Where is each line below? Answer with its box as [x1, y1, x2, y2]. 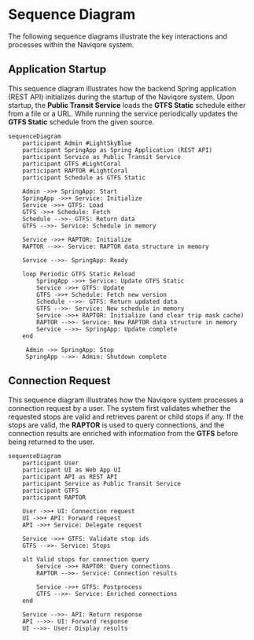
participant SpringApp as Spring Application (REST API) [22, 146, 213, 154]
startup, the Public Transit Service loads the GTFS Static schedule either [8, 100, 246, 109]
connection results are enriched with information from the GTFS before [8, 428, 238, 438]
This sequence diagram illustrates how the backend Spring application [8, 83, 237, 93]
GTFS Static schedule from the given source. [8, 117, 155, 127]
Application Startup [8, 63, 107, 76]
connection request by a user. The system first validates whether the [8, 403, 231, 412]
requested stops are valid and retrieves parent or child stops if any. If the [8, 412, 244, 421]
